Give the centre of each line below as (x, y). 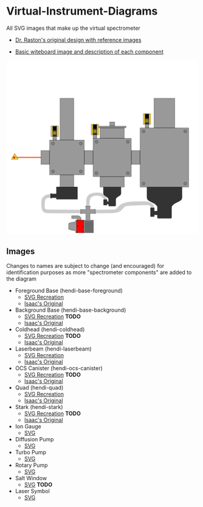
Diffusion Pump (34, 439)
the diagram (21, 279)
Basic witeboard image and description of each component (89, 51)
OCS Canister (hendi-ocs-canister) (59, 368)
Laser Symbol (32, 491)
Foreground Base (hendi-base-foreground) (69, 291)
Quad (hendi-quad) (39, 388)
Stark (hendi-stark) (39, 407)
